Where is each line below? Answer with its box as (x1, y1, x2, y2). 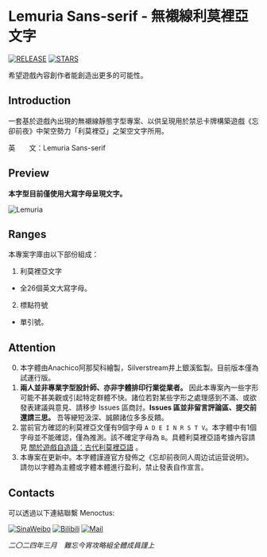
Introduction (8, 94, 72, 107)
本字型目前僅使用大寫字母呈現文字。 (8, 189, 127, 198)
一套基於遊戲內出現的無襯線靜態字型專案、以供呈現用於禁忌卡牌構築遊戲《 (8, 116, 252, 126)
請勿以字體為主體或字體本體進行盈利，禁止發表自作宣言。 (19, 462, 208, 472)
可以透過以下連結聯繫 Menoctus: (8, 508, 115, 517)
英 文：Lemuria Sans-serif (8, 142, 106, 152)
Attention (8, 341, 56, 354)
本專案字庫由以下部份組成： (8, 250, 99, 259)
